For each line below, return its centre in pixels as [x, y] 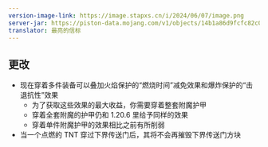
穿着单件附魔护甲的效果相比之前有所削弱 [98, 125]
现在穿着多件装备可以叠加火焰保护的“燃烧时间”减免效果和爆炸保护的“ [133, 85]
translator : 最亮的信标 [45, 30]
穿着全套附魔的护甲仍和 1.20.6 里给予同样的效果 [110, 115]
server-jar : [28, 23]
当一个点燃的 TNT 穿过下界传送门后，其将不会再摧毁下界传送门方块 [130, 135]
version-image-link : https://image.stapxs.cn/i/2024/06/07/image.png [126, 15]
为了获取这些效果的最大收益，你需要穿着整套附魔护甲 [119, 105]
